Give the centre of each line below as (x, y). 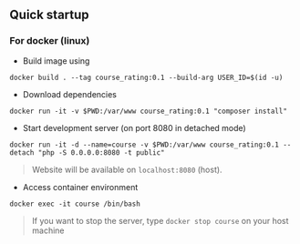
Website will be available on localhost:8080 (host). (127, 169)
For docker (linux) (50, 41)
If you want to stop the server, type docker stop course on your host (160, 220)
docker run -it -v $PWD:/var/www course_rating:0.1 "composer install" (148, 111)
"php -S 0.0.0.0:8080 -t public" (102, 152)
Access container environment (80, 187)
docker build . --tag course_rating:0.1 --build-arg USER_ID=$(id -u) (146, 77)
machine (48, 230)
